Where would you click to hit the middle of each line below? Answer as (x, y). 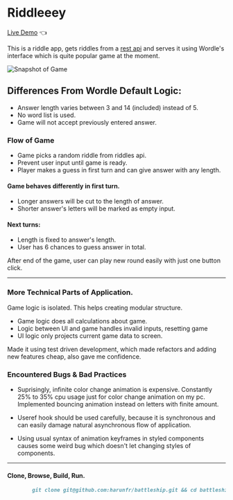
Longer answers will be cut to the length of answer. (90, 202)
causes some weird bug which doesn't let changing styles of (104, 446)
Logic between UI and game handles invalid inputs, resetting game (112, 328)
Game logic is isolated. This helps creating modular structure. (95, 307)
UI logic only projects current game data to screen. (90, 336)
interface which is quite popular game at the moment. (84, 55)
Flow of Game (31, 140)
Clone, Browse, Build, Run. (46, 475)
